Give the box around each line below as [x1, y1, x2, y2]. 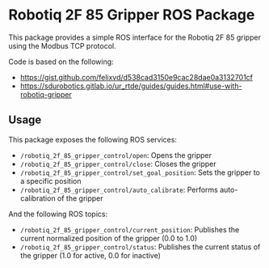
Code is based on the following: [8, 57, 115, 66]
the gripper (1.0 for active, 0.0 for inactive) [19, 250, 162, 260]
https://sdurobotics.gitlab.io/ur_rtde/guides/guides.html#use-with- [19, 81, 242, 91]
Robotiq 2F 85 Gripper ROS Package [8, 6, 255, 24]
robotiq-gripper [19, 89, 73, 99]
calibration [19, 193, 56, 203]
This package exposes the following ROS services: [8, 134, 178, 144]
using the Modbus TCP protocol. [8, 40, 116, 50]
